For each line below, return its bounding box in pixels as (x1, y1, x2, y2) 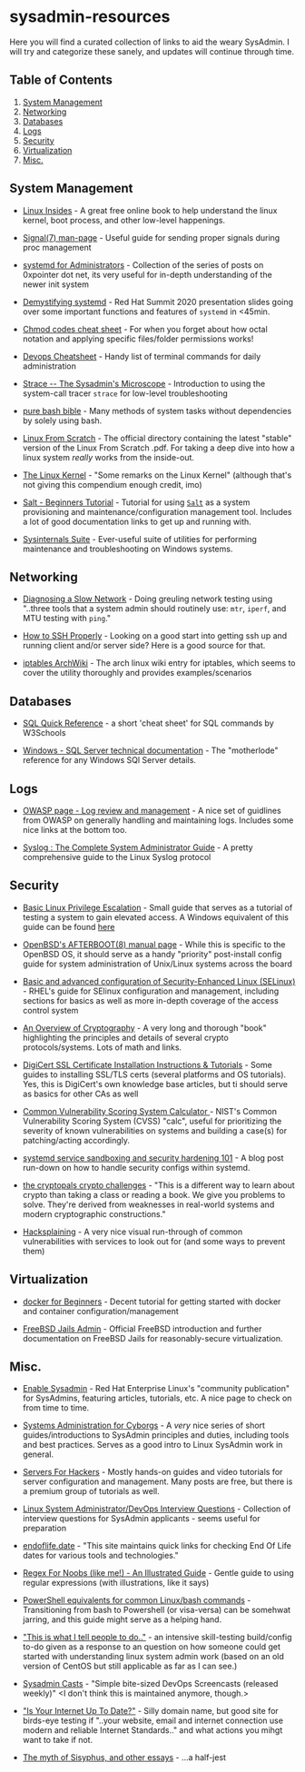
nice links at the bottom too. (22, 825, 127, 835)
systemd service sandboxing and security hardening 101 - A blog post (22, 1152, 284, 1163)
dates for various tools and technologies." (22, 1550, 179, 1561)
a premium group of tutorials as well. (22, 1486, 161, 1497)
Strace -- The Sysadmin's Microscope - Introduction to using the (22, 378, 266, 389)
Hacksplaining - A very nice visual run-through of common (22, 1226, 243, 1237)
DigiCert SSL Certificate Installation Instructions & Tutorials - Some (22, 1059, 272, 1070)
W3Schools (22, 728, 66, 738)
